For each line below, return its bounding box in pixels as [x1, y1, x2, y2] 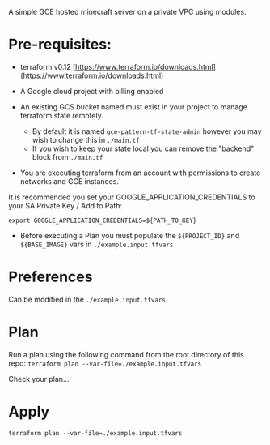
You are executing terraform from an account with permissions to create [19, 168, 261, 178]
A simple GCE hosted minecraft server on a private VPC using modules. [8, 7, 247, 16]
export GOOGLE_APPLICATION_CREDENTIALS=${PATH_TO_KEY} [8, 216, 197, 225]
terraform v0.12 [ [19, 62, 76, 71]
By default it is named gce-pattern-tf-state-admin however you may [32, 126, 262, 136]
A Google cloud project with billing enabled [19, 86, 164, 96]
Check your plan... [8, 374, 70, 383]
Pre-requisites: [8, 36, 112, 53]
